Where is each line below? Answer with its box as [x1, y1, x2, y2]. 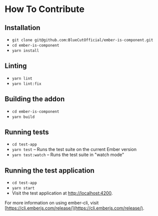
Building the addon [4, 95, 65, 103]
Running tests [4, 128, 49, 136]
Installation [4, 23, 40, 32]
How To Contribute [4, 3, 84, 15]
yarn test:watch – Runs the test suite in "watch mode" [11, 151, 124, 158]
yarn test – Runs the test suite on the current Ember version [11, 146, 137, 152]
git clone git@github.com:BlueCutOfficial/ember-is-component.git [11, 37, 153, 42]
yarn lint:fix [11, 81, 41, 86]
